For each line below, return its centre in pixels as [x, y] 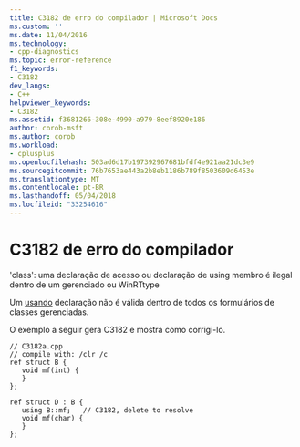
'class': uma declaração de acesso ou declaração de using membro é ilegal [151, 275]
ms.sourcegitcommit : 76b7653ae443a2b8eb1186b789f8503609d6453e [132, 171]
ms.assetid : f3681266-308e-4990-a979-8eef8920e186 [108, 120]
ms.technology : [38, 43]
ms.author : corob [42, 137]
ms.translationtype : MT [55, 179]
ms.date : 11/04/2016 [49, 35]
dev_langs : [30, 86]
